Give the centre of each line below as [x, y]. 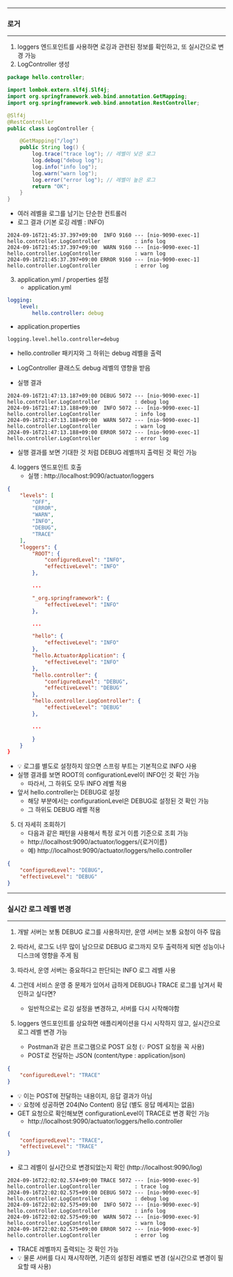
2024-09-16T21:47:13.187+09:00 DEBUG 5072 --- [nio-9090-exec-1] [103, 395]
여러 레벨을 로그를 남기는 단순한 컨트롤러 [72, 214]
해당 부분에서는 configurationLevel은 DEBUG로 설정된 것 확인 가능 [118, 801]
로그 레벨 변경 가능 [42, 1032]
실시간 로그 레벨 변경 [39, 909]
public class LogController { [51, 128]
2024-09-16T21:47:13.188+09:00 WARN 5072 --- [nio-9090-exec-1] [103, 420]
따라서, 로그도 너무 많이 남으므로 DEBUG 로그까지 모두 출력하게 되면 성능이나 [121, 947]
